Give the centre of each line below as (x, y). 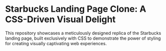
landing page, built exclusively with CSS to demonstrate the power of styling (83, 38)
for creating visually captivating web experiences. (56, 43)
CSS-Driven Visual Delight (60, 19)
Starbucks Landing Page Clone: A (76, 9)
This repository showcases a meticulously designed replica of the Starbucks (83, 33)
